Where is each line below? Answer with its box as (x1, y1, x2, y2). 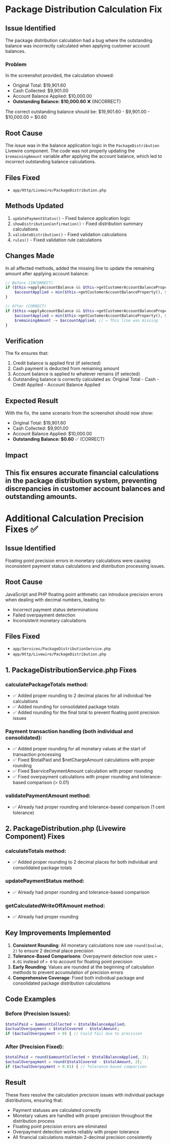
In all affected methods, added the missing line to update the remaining (5, 265, 154, 271)
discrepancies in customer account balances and (5, 484, 165, 493)
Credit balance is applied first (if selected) (12, 360, 101, 366)
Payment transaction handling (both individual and (5, 728, 133, 735)
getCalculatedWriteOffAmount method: (5, 902, 105, 909)
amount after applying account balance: (5, 270, 89, 276)
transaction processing (12, 751, 61, 758)
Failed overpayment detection (12, 612, 75, 618)
